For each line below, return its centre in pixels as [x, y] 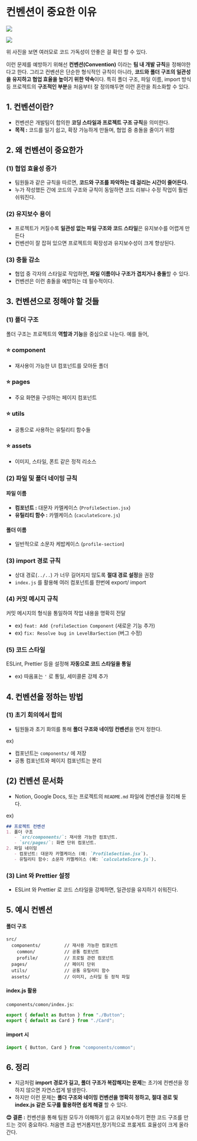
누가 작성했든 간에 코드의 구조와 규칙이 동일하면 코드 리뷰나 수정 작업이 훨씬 [101, 190]
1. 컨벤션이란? [30, 107]
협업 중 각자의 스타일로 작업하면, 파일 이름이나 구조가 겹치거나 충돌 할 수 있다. [102, 274]
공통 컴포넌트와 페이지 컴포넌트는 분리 [58, 760]
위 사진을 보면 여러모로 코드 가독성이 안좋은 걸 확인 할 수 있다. [77, 51]
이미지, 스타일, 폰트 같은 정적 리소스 [55, 461]
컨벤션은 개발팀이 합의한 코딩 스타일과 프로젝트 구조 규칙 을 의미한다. [92, 122]
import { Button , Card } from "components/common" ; [71, 1048]
